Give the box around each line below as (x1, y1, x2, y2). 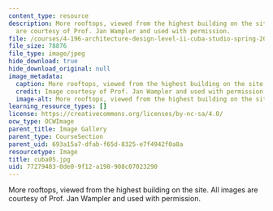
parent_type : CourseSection (8, 132, 104, 140)
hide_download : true (8, 58, 79, 66)
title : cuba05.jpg (8, 155, 71, 163)
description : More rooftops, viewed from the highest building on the (8, 19, 253, 28)
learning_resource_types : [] (8, 102, 107, 110)
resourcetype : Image (8, 148, 79, 156)
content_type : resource (8, 11, 89, 20)
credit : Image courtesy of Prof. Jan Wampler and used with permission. (15, 87, 267, 96)
